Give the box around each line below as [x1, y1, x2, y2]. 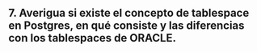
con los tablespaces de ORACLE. [8, 31, 176, 45]
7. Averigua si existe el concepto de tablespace [8, 6, 250, 20]
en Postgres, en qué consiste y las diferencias [8, 19, 245, 33]
